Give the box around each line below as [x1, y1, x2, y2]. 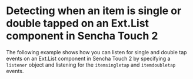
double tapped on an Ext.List [6, 17, 149, 30]
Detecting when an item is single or [6, 4, 182, 18]
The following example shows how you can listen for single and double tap [6, 48, 187, 55]
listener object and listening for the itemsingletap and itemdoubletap [6, 61, 176, 68]
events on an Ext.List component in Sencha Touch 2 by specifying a [6, 55, 171, 62]
